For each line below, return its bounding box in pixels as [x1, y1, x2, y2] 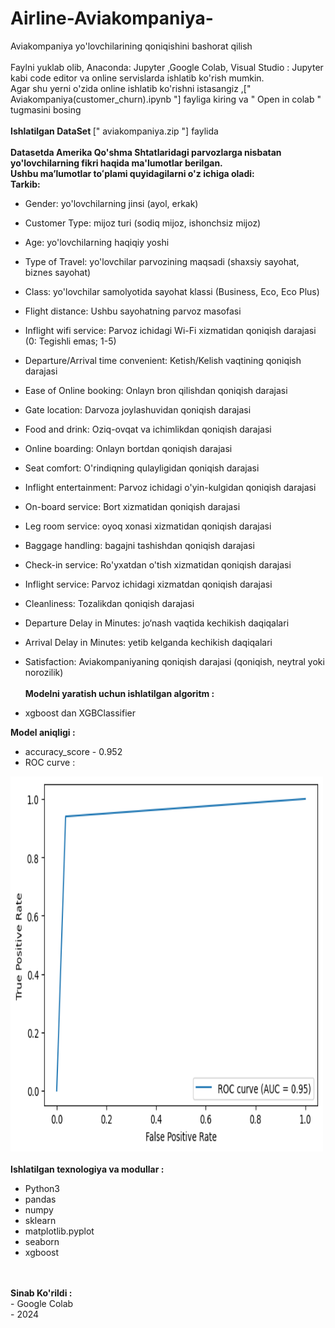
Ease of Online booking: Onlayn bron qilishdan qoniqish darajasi [24, 384, 288, 396]
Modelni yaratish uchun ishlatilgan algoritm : [24, 687, 215, 699]
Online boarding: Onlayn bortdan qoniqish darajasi [24, 442, 233, 454]
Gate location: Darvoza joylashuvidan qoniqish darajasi [24, 403, 252, 416]
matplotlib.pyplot [24, 1225, 95, 1237]
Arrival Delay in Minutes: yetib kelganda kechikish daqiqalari [24, 636, 273, 648]
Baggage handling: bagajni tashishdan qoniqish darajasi [24, 539, 255, 551]
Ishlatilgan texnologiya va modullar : [10, 1163, 165, 1175]
